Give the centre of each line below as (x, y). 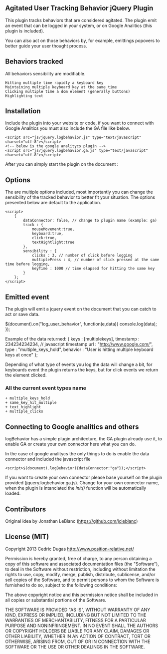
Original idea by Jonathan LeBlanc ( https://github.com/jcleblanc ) (72, 521)
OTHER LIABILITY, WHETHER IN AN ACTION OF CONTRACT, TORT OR (78, 636)
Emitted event (27, 297)
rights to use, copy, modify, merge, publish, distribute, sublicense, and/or (80, 574)
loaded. (13, 493)
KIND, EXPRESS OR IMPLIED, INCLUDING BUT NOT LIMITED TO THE (76, 615)
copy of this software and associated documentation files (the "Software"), (82, 564)
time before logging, (28, 264)
